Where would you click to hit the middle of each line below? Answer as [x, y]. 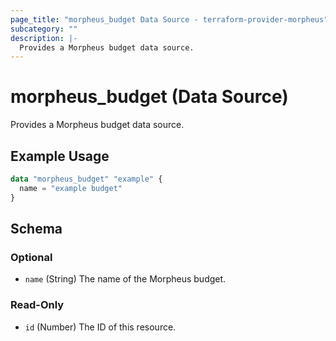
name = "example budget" [71, 188]
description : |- [44, 38]
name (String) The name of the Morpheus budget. [125, 279]
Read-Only [37, 305]
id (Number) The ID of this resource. [100, 327]
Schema [36, 229]
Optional [31, 257]
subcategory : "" [44, 29]
